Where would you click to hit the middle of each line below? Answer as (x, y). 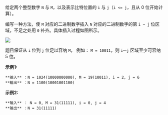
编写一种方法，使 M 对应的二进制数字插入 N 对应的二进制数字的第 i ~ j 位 (80, 24)
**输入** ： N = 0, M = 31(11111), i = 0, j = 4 (56, 103)
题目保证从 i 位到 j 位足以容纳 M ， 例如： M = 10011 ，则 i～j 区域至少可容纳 (83, 50)
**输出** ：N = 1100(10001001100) (40, 83)
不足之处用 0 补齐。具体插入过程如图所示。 (58, 30)
